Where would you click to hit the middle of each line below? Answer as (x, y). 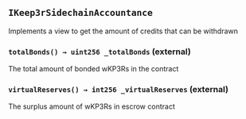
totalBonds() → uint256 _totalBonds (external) (100, 52)
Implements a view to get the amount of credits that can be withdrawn (123, 31)
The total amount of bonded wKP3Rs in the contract (94, 69)
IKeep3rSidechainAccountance (81, 13)
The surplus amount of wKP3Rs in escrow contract (92, 106)
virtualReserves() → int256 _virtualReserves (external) (119, 90)
